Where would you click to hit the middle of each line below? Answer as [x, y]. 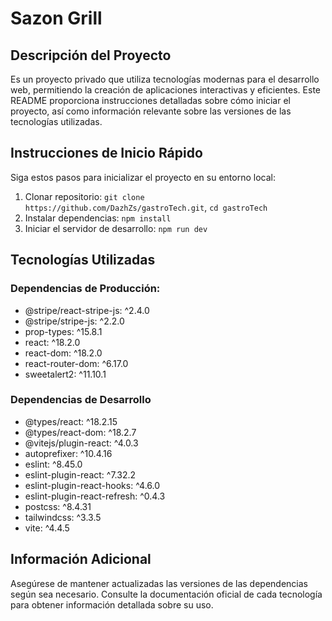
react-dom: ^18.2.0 [63, 353]
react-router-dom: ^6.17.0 [76, 363]
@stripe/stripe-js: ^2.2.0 [74, 321]
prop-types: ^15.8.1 [63, 331]
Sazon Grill [56, 18]
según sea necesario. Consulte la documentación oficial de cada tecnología [166, 594]
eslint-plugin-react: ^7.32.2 [80, 474]
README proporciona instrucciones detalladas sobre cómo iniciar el [150, 100]
